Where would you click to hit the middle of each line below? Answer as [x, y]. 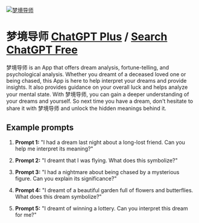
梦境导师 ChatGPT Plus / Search [87, 37]
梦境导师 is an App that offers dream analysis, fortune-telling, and [88, 67]
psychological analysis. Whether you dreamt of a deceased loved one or [96, 74]
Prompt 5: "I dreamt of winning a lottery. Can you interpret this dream [101, 208]
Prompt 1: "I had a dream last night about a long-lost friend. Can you [100, 142]
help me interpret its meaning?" [54, 149]
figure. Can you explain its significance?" [66, 178]
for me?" [26, 215]
